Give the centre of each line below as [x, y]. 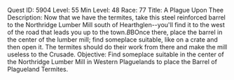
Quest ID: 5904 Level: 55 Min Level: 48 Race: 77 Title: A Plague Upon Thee [116, 10]
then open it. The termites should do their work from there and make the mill [117, 47]
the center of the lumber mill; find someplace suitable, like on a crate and [113, 40]
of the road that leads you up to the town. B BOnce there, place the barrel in [115, 32]
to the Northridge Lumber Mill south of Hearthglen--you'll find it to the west [116, 25]
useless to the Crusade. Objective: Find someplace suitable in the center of [116, 54]
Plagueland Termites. [38, 69]
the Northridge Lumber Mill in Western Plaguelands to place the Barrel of [112, 62]
